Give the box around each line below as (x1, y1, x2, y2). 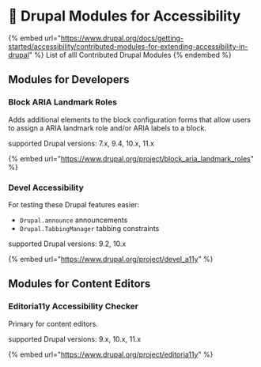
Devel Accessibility (8, 182, 85, 193)
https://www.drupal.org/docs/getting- (60, 33, 184, 43)
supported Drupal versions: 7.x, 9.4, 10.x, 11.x (8, 138, 154, 148)
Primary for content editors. (8, 319, 99, 328)
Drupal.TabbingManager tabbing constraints (19, 223, 160, 233)
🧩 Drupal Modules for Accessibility (8, 7, 241, 25)
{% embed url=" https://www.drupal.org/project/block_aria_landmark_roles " (8, 153, 255, 163)
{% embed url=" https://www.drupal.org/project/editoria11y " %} (8, 350, 214, 359)
